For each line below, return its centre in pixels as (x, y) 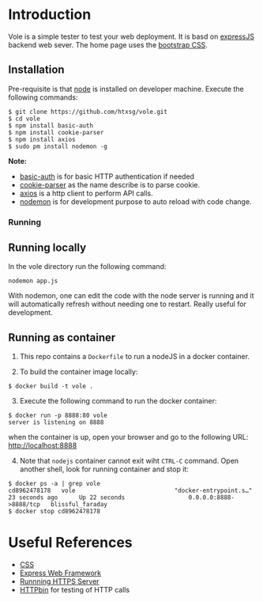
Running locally (47, 248)
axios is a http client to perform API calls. (86, 193)
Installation (36, 70)
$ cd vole (24, 119)
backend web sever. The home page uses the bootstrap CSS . (108, 44)
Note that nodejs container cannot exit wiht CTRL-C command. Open (129, 461)
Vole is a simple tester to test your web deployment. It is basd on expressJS (131, 36)
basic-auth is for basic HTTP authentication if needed (107, 176)
